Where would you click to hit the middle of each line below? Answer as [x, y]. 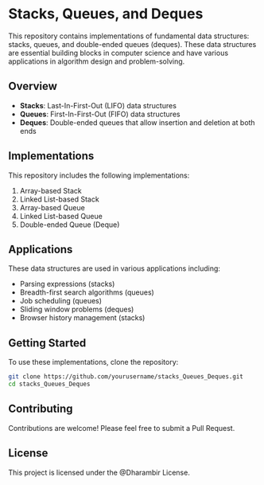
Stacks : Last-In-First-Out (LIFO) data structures [98, 105]
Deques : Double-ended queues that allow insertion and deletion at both [138, 122]
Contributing [41, 409]
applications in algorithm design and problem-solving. [97, 61]
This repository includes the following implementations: [99, 175]
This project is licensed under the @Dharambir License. [99, 472]
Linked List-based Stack [59, 199]
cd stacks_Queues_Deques [49, 384]
